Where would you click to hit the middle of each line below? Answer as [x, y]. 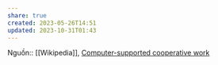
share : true [27, 15]
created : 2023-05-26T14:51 [52, 23]
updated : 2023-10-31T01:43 [52, 30]
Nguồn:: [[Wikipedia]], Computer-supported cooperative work [109, 53]
